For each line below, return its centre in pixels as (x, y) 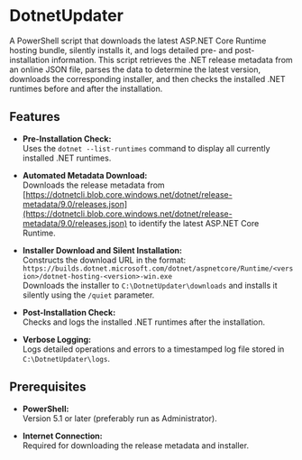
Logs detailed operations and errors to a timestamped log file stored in (153, 349)
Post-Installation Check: (69, 312)
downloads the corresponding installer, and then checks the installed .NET (147, 78)
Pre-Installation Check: (67, 138)
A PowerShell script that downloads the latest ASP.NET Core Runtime (138, 41)
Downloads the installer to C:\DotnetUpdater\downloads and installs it (150, 285)
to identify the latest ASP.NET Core (194, 223)
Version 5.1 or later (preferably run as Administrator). (120, 418)
